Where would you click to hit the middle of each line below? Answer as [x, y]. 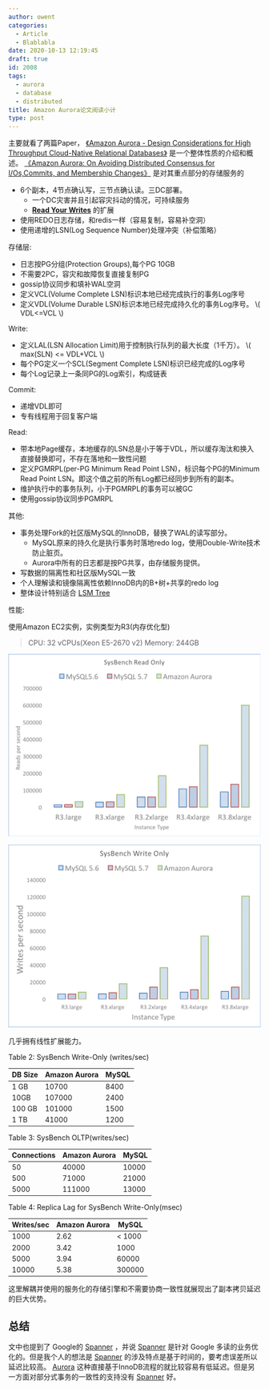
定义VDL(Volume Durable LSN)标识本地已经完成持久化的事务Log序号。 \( [140, 304]
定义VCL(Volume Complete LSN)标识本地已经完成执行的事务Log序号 [132, 294]
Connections [34, 1155]
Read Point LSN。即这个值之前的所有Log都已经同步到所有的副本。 [129, 479]
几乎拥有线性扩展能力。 [47, 1041]
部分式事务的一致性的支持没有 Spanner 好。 [108, 1377]
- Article [32, 34]
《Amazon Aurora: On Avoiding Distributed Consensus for [119, 163]
